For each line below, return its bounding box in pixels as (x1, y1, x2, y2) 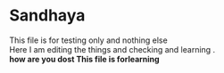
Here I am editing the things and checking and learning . (9, 44, 216, 54)
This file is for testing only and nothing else (9, 35, 168, 45)
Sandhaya (9, 5, 86, 26)
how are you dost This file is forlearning (9, 53, 160, 64)
